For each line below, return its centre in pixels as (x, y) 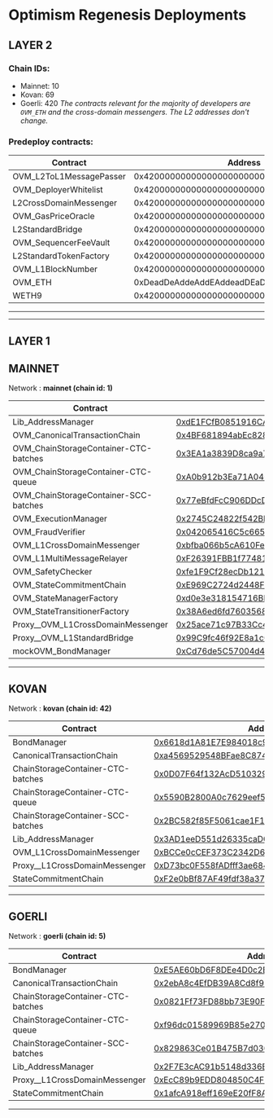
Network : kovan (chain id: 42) (60, 709)
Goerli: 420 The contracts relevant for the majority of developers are (135, 103)
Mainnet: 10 (39, 86)
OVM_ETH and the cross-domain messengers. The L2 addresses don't (134, 112)
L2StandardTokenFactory (61, 256)
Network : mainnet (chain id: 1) (61, 388)
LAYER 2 (30, 45)
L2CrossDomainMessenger (65, 203)
